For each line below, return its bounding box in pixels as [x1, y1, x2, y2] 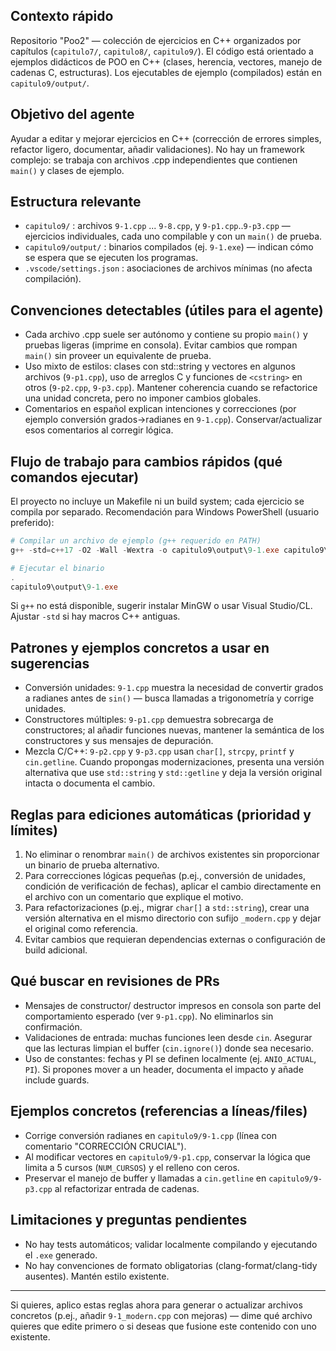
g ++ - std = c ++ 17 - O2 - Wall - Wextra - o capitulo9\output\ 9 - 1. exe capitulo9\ [10, 545, 329, 555]
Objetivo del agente [10, 106, 135, 123]
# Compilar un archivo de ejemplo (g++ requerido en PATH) [10, 536, 262, 546]
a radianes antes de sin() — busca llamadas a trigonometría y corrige [24, 692, 315, 704]
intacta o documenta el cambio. [24, 777, 156, 789]
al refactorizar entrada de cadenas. [54, 1182, 200, 1194]
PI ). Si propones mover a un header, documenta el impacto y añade [24, 1063, 304, 1075]
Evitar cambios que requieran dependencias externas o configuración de [24, 934, 326, 946]
